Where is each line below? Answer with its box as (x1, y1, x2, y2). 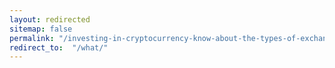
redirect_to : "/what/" (9, 42, 109, 53)
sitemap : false (9, 24, 73, 34)
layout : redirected (9, 14, 91, 25)
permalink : (9, 33, 55, 43)
